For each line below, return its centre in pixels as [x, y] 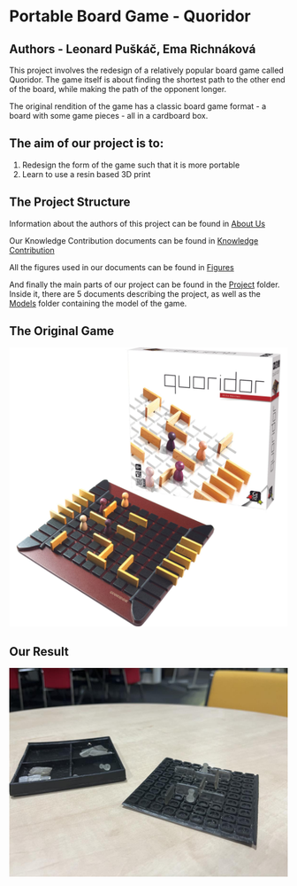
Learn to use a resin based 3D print [86, 174]
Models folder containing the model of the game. [98, 303]
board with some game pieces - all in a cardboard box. [109, 116]
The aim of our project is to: [87, 144]
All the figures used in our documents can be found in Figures [122, 267]
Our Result [39, 652]
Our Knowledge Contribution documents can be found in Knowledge [134, 240]
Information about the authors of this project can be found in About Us [137, 223]
